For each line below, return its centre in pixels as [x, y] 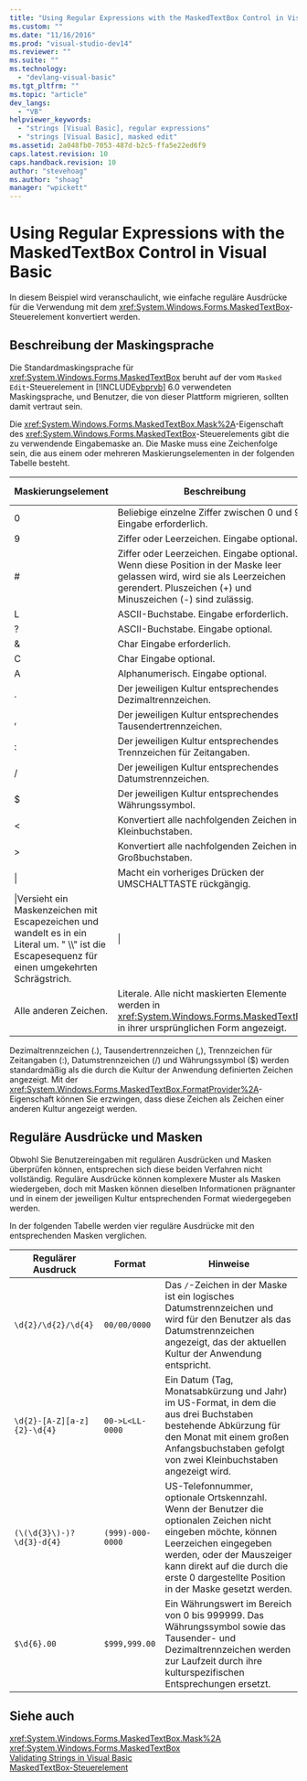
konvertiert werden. [103, 317]
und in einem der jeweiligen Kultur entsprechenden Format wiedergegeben [150, 1198]
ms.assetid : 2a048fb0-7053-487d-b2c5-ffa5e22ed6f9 [108, 145]
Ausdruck [54, 1269]
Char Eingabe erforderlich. [174, 644]
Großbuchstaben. [155, 858]
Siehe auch [42, 1717]
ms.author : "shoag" [47, 179]
